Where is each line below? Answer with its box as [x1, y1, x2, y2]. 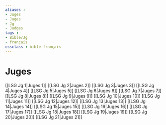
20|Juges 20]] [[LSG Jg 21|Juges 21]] [5, 114, 83, 120]
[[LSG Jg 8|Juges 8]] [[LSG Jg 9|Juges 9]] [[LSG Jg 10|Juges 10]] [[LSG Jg [5, 93, 160, 99]
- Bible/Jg [5, 35, 28, 40]
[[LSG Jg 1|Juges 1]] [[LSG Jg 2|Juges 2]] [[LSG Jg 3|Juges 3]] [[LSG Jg [5, 82, 155, 88]
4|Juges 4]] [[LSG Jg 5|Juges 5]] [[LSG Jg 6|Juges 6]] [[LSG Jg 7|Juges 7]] [5, 88, 162, 94]
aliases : [5, 7, 26, 12]
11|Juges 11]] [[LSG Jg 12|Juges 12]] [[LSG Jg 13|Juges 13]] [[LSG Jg [5, 98, 146, 104]
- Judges [5, 26, 23, 31]
